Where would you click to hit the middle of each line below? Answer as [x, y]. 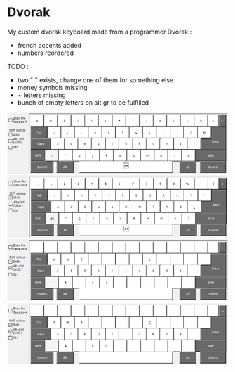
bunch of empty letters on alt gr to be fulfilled [83, 102]
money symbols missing [52, 87]
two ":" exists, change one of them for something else [95, 80]
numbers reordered [46, 53]
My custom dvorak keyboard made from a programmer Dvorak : [100, 32]
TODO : [18, 66]
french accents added [49, 45]
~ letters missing [42, 95]
